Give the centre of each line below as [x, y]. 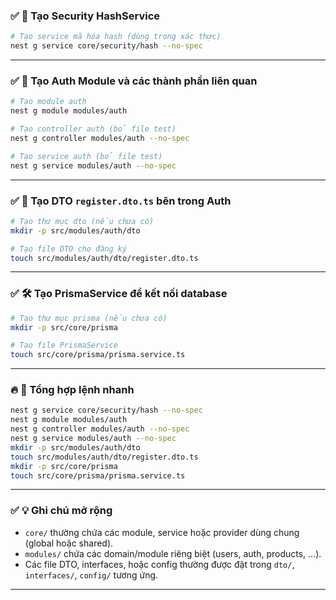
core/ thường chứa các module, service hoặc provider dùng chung [162, 532]
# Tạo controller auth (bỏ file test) [93, 129]
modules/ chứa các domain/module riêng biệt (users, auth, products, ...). [173, 553]
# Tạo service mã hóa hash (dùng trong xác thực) [116, 37]
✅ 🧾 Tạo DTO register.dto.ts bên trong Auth [121, 201]
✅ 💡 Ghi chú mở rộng [61, 511]
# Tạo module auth [48, 102]
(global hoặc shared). [69, 543]
